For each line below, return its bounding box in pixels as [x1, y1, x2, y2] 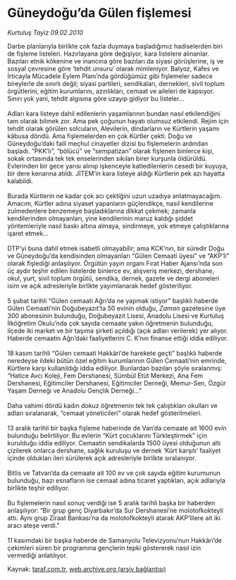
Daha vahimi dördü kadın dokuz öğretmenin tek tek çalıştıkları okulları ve [7, 401, 218, 409]
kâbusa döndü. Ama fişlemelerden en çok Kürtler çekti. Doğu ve [7, 132, 193, 140]
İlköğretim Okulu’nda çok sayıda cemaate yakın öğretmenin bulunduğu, [7, 319, 213, 327]
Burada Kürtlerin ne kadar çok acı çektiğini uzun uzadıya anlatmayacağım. [7, 192, 222, 200]
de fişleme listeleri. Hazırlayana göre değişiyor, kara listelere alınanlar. [7, 49, 210, 58]
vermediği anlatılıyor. [7, 551, 68, 560]
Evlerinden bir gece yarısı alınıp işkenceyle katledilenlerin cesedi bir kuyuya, [7, 161, 228, 170]
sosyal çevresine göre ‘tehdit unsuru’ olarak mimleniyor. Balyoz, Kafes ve [7, 64, 220, 73]
